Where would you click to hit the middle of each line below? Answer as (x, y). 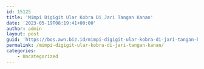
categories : (21, 51)
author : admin (24, 28)
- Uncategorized (38, 56)
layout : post (23, 34)
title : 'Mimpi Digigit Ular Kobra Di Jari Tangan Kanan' (80, 17)
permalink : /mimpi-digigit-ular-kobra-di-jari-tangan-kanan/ (85, 46)
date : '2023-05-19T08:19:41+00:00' (51, 23)
